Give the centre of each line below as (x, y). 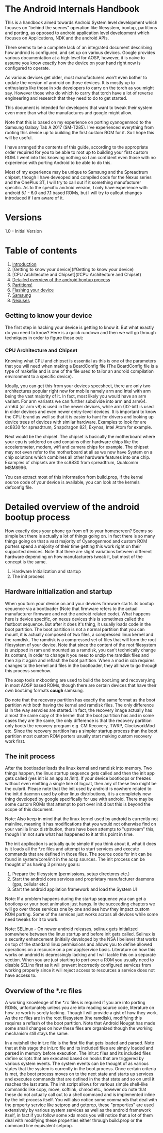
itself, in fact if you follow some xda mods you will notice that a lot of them (79, 1115)
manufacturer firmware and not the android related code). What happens (78, 613)
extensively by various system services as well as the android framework (78, 1110)
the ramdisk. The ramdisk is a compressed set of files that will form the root (81, 639)
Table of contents (41, 251)
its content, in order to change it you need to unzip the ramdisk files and (77, 655)
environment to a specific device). (39, 376)
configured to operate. (27, 68)
